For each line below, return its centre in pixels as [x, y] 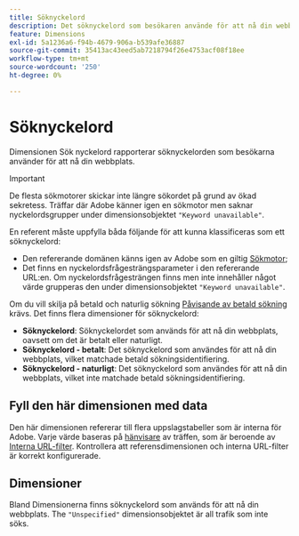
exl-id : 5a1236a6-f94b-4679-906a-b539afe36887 [97, 42]
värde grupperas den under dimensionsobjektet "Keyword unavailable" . [154, 286]
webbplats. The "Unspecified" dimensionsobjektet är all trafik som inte [139, 514]
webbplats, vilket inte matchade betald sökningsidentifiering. [133, 378]
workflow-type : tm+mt [49, 59]
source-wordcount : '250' [55, 68]
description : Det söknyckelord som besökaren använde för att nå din [141, 26]
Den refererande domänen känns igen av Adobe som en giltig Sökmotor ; [155, 258]
